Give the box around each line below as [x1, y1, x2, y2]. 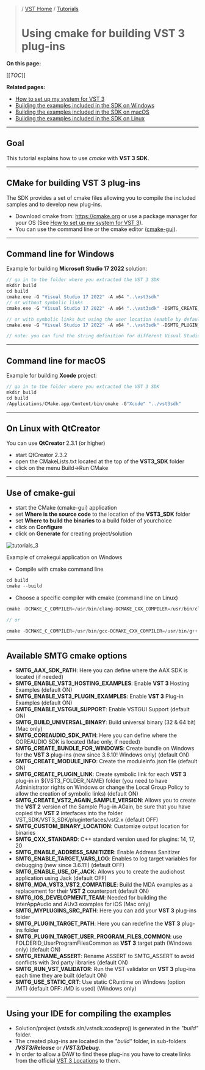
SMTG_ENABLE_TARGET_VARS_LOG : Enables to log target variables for [15, 855, 197, 862]
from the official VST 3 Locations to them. [15, 1057, 121, 1065]
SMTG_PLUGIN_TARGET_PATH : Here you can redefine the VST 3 [15, 920, 181, 928]
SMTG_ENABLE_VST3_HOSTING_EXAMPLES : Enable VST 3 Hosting [15, 680, 190, 687]
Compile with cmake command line [15, 565, 104, 573]
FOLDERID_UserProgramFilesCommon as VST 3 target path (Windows [15, 939, 192, 947]
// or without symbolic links [6, 299, 84, 306]
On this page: [6, 59, 41, 67]
